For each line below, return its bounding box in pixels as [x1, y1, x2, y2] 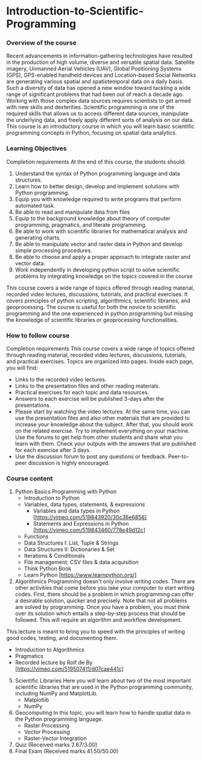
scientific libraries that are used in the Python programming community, [14, 683, 194, 691]
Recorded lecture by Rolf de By [14, 659, 93, 666]
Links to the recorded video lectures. [14, 376, 107, 383]
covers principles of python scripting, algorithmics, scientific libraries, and [6, 297, 191, 304]
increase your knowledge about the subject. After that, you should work [14, 421, 194, 428]
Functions [24, 533, 49, 540]
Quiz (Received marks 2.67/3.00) [14, 741, 98, 749]
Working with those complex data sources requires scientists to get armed [6, 97, 191, 104]
